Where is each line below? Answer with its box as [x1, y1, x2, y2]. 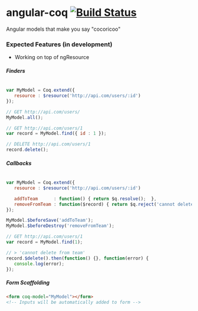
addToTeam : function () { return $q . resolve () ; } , [14, 196, 157, 202]
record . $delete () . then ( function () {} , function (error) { [6, 255, 149, 261]
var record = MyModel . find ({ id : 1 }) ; [6, 131, 107, 137]
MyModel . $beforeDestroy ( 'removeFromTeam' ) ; [6, 223, 115, 229]
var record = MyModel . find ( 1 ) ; [6, 239, 83, 245]
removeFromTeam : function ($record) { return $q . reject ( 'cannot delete [14, 201, 194, 207]
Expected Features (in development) [6, 40, 113, 48]
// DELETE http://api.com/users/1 [6, 141, 91, 147]
